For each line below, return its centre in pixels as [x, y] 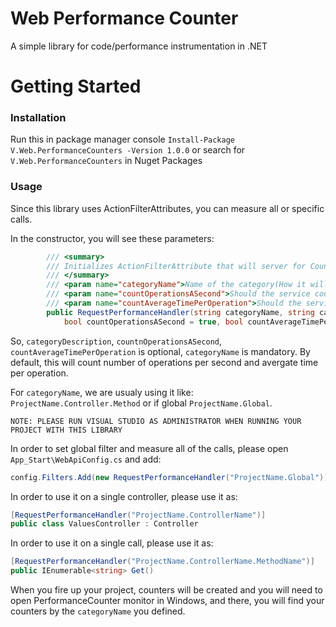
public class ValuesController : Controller [104, 524]
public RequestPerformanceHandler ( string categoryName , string [180, 312]
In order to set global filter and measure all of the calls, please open [149, 448]
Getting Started [76, 86]
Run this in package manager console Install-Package [123, 139]
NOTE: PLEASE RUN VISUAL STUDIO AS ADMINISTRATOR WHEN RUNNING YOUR [156, 421]
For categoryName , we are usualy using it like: [102, 392]
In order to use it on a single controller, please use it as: [124, 496]
